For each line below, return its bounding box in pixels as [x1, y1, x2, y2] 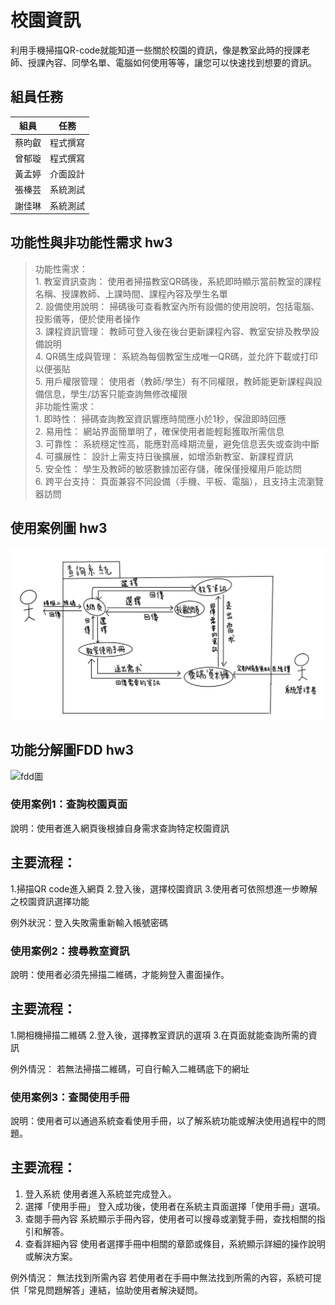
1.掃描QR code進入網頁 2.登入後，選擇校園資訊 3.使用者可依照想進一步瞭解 [10, 882, 318, 895]
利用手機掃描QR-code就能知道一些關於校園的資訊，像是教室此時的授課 [10, 44, 302, 56]
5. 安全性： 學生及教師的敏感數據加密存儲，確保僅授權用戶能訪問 [34, 462, 302, 475]
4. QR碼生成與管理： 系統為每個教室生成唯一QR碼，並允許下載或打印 [34, 350, 318, 362]
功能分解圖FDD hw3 [10, 742, 135, 759]
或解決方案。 [24, 1250, 78, 1262]
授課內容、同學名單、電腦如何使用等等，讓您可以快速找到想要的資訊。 [27, 56, 317, 68]
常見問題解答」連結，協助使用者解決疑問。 [27, 1284, 203, 1296]
